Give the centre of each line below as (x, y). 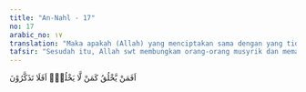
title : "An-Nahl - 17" (52, 18)
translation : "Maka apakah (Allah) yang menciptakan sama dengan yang (146, 43)
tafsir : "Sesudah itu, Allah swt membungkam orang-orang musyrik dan (144, 52)
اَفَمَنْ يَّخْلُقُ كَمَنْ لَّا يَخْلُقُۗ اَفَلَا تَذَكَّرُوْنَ (73, 77)
